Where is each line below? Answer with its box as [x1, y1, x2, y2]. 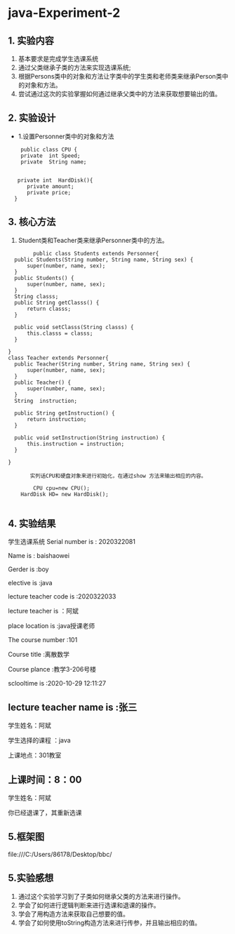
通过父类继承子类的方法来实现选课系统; [18, 63, 132, 72]
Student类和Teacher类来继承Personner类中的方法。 [18, 236, 169, 244]
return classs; [26, 305, 72, 312]
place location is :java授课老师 [8, 622, 95, 630]
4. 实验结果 [8, 518, 56, 530]
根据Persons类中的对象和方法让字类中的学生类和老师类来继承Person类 [18, 72, 222, 80]
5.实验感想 [8, 872, 54, 884]
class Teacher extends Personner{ [8, 354, 109, 361]
